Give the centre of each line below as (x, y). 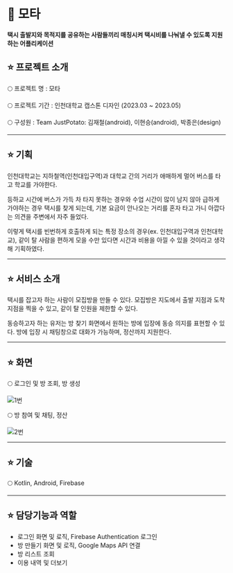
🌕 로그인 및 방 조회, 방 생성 (44, 384)
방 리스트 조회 (36, 554)
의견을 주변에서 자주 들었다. (51, 216)
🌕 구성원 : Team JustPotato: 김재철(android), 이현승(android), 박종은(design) (114, 122)
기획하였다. (29, 248)
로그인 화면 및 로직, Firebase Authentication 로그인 (87, 536)
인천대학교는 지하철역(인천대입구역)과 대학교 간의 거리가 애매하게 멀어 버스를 (110, 176)
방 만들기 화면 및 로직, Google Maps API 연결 (79, 545)
